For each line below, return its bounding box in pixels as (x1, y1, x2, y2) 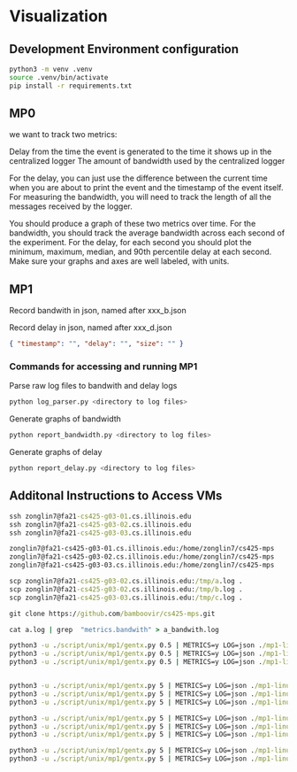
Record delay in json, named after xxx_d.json (9, 322, 172, 333)
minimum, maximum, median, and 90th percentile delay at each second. (9, 246, 272, 258)
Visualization (9, 6, 108, 27)
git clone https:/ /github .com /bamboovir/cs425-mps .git (9, 609, 216, 618)
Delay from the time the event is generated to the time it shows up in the (9, 146, 272, 157)
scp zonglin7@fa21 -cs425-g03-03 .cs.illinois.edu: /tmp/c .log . (9, 593, 243, 602)
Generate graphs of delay (9, 447, 103, 458)
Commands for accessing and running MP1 (9, 360, 198, 373)
